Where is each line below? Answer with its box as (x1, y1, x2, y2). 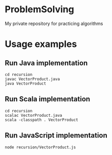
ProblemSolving (5, 4, 75, 15)
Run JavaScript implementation (5, 131, 108, 140)
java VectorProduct (5, 81, 47, 86)
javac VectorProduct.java (5, 76, 60, 82)
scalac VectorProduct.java (5, 113, 62, 118)
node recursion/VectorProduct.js (5, 144, 76, 150)
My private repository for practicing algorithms (5, 20, 103, 27)
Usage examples (5, 38, 77, 50)
